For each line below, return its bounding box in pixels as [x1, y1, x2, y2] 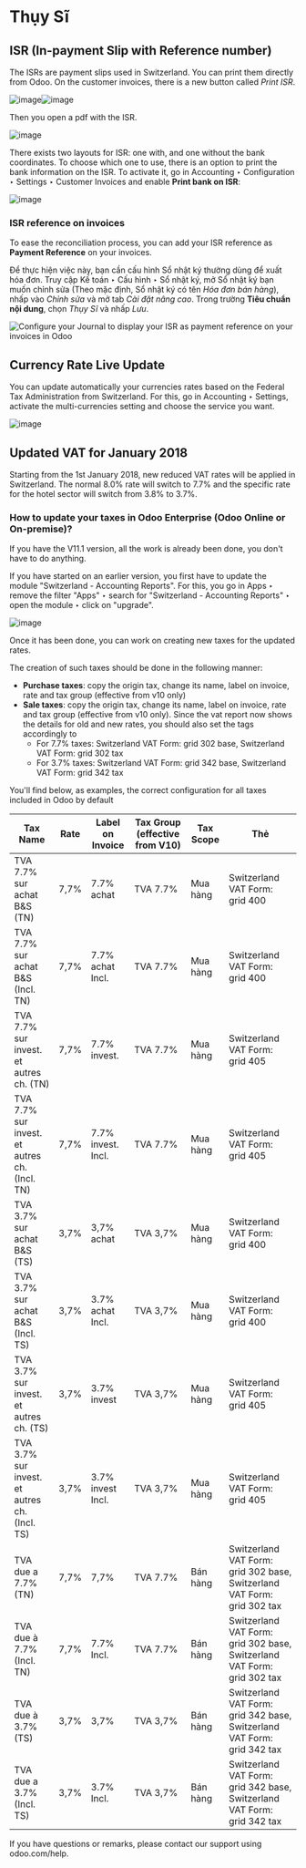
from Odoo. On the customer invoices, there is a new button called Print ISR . [9, 77, 296, 88]
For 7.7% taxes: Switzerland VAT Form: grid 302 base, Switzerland [36, 738, 285, 749]
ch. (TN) [14, 1078, 50, 1090]
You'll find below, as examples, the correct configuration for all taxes [9, 785, 267, 796]
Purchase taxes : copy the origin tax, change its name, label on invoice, [22, 680, 290, 691]
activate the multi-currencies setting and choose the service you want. [9, 401, 275, 412]
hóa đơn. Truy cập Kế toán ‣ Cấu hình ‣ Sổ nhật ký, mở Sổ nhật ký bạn [9, 274, 275, 285]
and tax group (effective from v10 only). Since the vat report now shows [22, 709, 293, 720]
